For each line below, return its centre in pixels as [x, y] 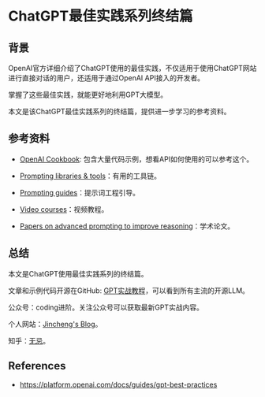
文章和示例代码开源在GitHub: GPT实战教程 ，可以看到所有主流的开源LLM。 [129, 290]
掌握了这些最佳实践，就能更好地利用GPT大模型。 [88, 95]
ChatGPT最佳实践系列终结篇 [101, 16]
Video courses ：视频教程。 [64, 209]
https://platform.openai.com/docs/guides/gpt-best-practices [118, 385]
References [37, 366]
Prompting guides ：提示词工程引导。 [80, 192]
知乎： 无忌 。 [29, 340]
